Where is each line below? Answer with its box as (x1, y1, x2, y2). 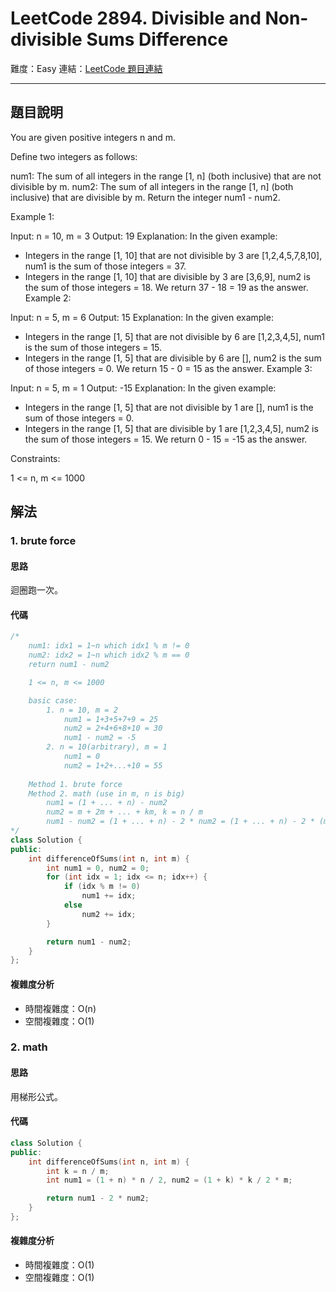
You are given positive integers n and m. (10, 131, 177, 143)
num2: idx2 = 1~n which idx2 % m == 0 (28, 650, 190, 661)
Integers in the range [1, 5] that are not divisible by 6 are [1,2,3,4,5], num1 (24, 330, 325, 342)
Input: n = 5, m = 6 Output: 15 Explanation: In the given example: (10, 311, 274, 323)
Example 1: (10, 210, 55, 222)
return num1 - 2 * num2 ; (46, 1193, 150, 1204)
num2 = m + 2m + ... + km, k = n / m (46, 807, 203, 817)
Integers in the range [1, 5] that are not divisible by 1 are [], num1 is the (24, 401, 314, 413)
